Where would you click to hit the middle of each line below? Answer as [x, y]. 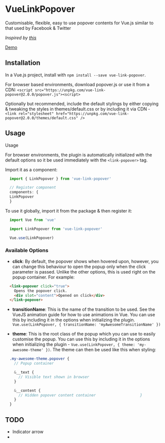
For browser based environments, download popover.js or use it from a [77, 84]
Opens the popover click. [41, 291]
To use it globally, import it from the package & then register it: [69, 211]
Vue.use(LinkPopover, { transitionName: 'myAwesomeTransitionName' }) [86, 325]
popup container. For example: [43, 277]
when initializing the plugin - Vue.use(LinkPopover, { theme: [74, 344]
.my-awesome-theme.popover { [40, 359]
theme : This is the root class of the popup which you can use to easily [84, 334]
